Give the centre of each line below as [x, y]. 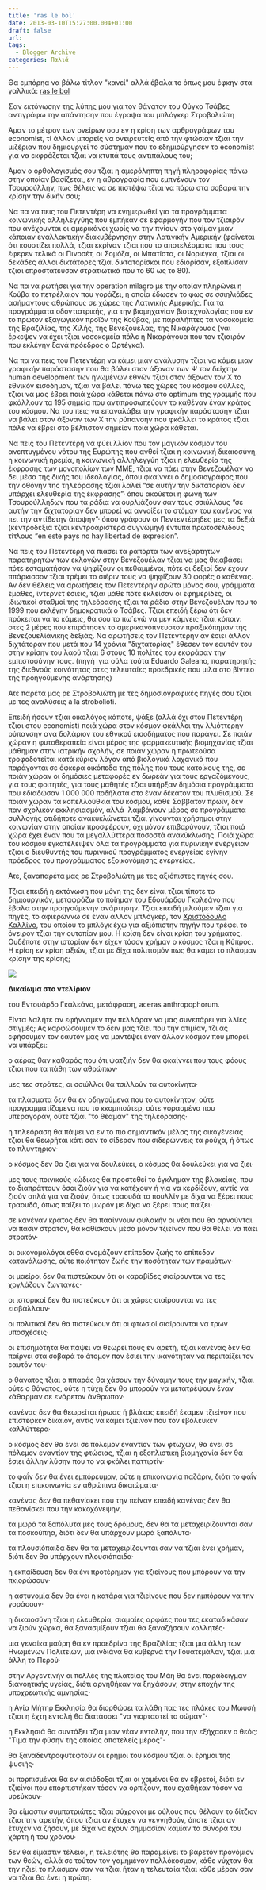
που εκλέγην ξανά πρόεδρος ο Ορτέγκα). [76, 345]
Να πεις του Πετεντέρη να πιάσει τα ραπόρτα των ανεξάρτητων [114, 551]
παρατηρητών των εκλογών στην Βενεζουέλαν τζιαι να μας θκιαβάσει [125, 560]
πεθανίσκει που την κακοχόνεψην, [65, 1508]
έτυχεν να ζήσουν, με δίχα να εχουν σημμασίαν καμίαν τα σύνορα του [125, 1828]
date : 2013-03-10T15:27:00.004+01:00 [70, 23]
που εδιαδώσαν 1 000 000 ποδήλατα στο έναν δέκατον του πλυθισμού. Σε [131, 793]
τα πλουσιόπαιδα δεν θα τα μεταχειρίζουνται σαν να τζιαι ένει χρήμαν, [126, 1548]
